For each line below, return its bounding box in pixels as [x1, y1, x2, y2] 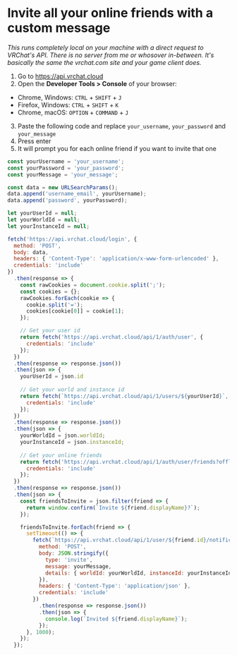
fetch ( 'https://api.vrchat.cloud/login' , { [7, 235, 138, 243]
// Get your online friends [20, 452, 102, 459]
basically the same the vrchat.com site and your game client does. [7, 58, 202, 66]
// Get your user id [20, 327, 80, 335]
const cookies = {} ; [20, 288, 80, 295]
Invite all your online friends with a [7, 5, 214, 21]
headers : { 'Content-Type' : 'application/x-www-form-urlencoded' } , [13, 256, 219, 263]
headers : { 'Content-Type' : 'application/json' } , [38, 582, 191, 590]
